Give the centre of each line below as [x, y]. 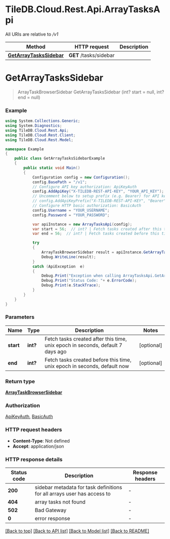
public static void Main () [52, 168]
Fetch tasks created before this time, [88, 360]
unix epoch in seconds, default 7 [83, 345]
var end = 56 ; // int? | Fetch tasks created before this [96, 234]
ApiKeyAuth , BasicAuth [29, 417]
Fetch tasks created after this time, [86, 339]
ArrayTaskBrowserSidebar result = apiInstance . [92, 252]
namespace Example [25, 149]
